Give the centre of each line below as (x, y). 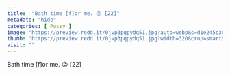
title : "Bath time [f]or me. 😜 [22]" (63, 13)
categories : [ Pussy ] (39, 26)
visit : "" (21, 45)
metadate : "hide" (32, 20)
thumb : (16, 39)
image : (16, 32)
